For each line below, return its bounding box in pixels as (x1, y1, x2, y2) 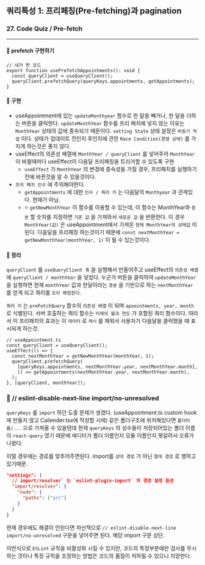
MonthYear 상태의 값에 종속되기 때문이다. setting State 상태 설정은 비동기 (15, 127, 190, 135)
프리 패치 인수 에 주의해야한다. (15, 181, 85, 188)
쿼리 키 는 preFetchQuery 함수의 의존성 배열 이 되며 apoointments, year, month (6, 302, 194, 309)
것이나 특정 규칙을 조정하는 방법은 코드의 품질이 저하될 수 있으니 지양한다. (17, 552, 192, 559)
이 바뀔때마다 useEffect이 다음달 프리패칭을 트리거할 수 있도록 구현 (15, 158, 174, 165)
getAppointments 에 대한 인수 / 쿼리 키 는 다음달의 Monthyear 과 (24, 188, 177, 196)
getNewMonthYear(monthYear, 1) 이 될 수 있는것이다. (24, 236, 151, 243)
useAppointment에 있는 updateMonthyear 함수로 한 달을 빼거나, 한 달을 (15, 112, 185, 119)
